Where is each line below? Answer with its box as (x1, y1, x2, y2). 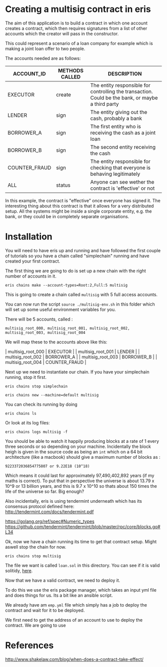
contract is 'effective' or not (90, 185, 155, 192)
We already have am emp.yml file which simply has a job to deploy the (5, 602, 148, 608)
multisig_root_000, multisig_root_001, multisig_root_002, (5, 326, 130, 331)
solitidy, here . (5, 568, 33, 574)
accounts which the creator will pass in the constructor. (5, 30, 119, 36)
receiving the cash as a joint (90, 129, 156, 136)
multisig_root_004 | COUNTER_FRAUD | (5, 359, 86, 365)
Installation (5, 231, 53, 243)
